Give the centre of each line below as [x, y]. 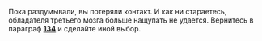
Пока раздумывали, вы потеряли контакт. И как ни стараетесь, [118, 12]
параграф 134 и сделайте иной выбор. [75, 29]
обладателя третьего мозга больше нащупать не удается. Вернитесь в [131, 20]
